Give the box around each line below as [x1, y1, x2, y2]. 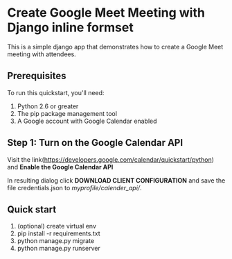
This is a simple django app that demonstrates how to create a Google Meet [7, 42, 224, 51]
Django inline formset [7, 19, 134, 35]
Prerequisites [7, 70, 66, 82]
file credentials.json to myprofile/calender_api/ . [7, 183, 142, 192]
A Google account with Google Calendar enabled [17, 117, 157, 125]
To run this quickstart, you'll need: [7, 88, 105, 97]
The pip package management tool [17, 109, 118, 117]
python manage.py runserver [17, 244, 100, 253]
